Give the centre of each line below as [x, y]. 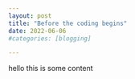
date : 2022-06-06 [37, 31]
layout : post [30, 16]
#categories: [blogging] [50, 38]
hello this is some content [51, 69]
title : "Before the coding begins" [68, 23]
